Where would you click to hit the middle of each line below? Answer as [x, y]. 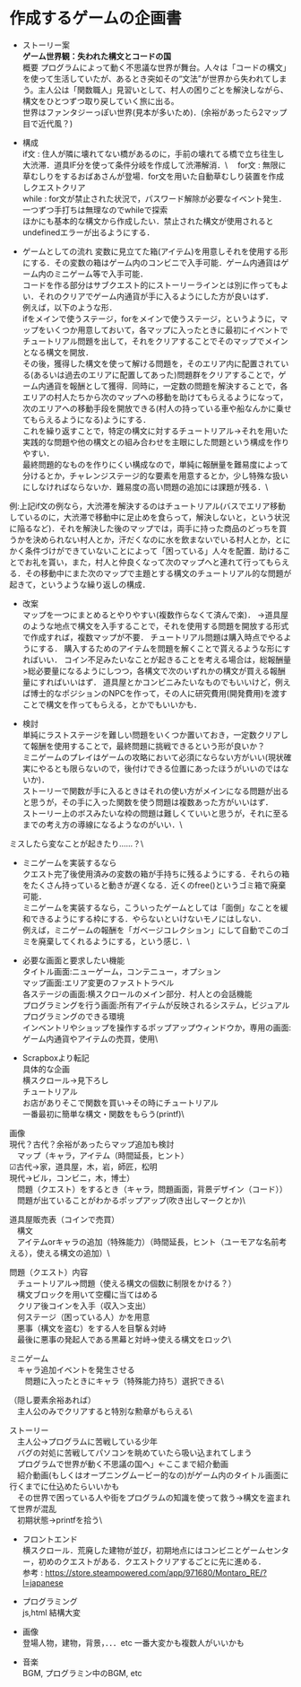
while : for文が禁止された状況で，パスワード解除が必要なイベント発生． [154, 198]
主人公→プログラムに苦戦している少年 [87, 1441]
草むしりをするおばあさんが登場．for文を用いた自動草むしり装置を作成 [153, 176]
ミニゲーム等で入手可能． [100, 274]
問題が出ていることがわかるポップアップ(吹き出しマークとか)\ [131, 1200]
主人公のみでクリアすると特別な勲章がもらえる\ [104, 1411]
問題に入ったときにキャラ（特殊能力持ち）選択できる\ [124, 1381]
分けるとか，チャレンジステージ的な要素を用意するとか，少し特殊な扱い [155, 476]
